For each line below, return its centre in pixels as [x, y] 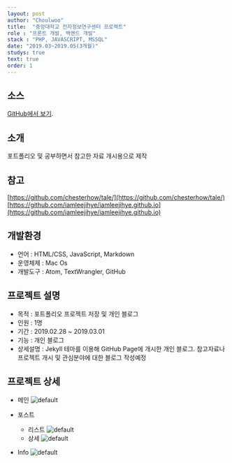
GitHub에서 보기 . [30, 114]
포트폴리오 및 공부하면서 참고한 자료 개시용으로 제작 [77, 156]
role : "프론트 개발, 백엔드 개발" [52, 33]
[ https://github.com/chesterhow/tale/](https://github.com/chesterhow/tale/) [116, 198]
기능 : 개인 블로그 [41, 340]
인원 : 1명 [30, 323]
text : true [23, 59]
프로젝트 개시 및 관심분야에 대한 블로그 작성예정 [82, 358]
